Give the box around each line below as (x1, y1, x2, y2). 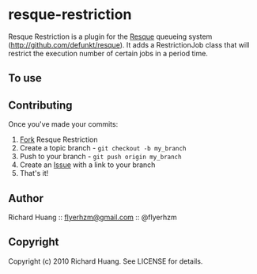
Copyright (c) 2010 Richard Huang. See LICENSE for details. (8, 256, 203, 266)
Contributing (8, 98, 73, 112)
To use (8, 71, 42, 85)
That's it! (19, 169, 49, 178)
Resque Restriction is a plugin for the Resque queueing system (8, 32, 213, 41)
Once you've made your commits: (8, 120, 119, 129)
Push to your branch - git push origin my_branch (19, 152, 182, 162)
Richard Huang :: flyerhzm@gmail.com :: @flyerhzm (8, 212, 177, 222)
